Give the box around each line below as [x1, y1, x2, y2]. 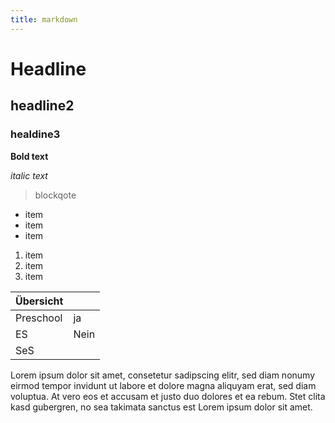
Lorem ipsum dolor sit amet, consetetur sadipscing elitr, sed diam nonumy [10, 369, 316, 381]
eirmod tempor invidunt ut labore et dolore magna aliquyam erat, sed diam [10, 379, 317, 391]
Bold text [10, 150, 49, 162]
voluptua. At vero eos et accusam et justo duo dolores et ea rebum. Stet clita [10, 390, 326, 402]
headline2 [10, 97, 75, 115]
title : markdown [10, 14, 78, 25]
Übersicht [15, 294, 64, 308]
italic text [10, 169, 48, 181]
